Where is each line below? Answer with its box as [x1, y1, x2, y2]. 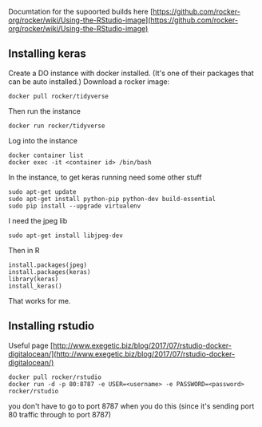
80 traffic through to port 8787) [8, 409, 112, 419]
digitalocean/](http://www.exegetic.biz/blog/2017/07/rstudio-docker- [8, 348, 236, 359]
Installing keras [8, 47, 86, 61]
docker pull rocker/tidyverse [8, 92, 109, 100]
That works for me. [8, 296, 71, 305]
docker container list [8, 151, 84, 159]
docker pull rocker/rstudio [8, 373, 102, 381]
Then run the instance [8, 106, 81, 115]
